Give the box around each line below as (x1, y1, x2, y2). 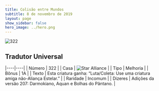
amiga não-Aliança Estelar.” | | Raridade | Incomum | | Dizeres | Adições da (5, 76, 154, 81)
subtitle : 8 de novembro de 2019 (5, 12, 73, 16)
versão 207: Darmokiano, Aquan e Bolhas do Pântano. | (5, 80, 115, 86)
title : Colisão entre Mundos (5, 7, 64, 12)
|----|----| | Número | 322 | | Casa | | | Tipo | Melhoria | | (5, 65, 149, 71)
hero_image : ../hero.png (5, 25, 55, 30)
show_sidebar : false (5, 20, 47, 26)
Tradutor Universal (5, 52, 63, 61)
